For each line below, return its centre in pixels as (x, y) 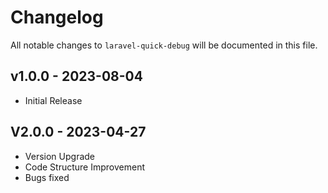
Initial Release (53, 100)
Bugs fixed (47, 177)
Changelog (57, 17)
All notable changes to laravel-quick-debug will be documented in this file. (164, 45)
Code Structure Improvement (84, 167)
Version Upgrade (60, 156)
